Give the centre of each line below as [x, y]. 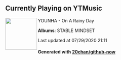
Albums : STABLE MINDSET [66, 31]
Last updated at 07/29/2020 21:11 [72, 40]
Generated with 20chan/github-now [77, 52]
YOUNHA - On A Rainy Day [66, 20]
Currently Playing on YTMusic [54, 8]
